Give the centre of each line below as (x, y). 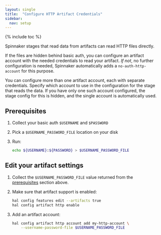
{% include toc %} (23, 37)
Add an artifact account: (36, 214)
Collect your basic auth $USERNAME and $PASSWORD (60, 123)
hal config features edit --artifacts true (57, 201)
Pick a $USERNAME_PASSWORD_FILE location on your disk (65, 132)
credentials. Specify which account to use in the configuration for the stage (80, 86)
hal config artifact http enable (46, 205)
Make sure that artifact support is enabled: (54, 191)
